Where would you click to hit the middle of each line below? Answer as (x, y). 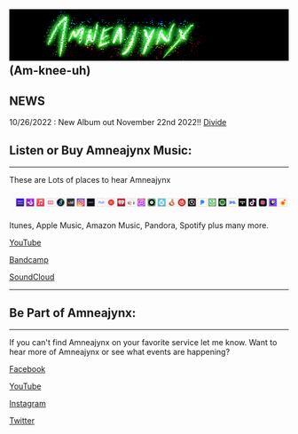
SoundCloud (32, 277)
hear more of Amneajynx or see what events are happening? (120, 352)
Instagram (27, 404)
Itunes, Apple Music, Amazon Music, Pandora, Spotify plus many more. (139, 225)
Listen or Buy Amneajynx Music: (101, 150)
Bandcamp (29, 259)
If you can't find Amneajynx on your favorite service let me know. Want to (143, 343)
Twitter (22, 421)
